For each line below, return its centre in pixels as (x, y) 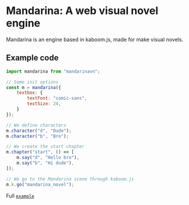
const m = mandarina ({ (34, 87)
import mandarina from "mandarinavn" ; (53, 71)
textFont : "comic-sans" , (57, 98)
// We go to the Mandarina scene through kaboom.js (70, 179)
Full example (20, 196)
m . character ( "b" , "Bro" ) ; (37, 136)
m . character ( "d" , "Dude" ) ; (39, 131)
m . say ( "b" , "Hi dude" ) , (45, 163)
